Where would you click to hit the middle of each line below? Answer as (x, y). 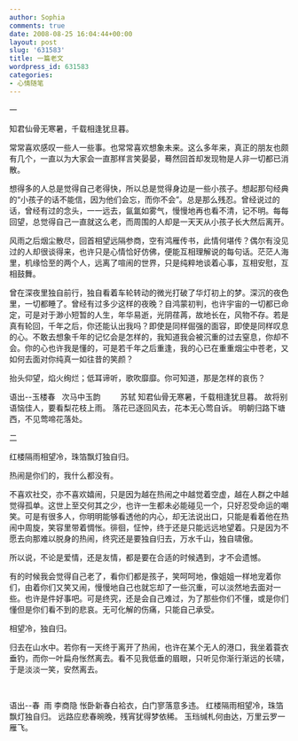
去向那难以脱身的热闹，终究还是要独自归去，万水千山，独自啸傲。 (137, 538)
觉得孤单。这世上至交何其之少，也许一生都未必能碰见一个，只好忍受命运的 (145, 505)
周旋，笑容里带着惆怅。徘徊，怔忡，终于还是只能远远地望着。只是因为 (153, 527)
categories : (31, 75)
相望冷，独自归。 (40, 628)
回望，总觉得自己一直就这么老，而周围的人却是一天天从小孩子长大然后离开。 (149, 222)
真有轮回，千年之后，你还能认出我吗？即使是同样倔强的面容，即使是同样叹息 (149, 325)
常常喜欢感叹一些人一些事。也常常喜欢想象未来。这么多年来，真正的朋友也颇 (149, 147)
